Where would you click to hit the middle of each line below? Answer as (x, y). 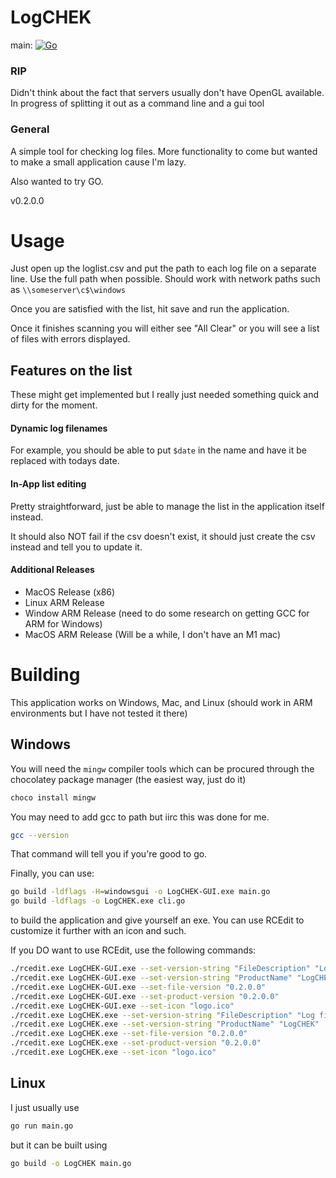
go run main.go (42, 1126)
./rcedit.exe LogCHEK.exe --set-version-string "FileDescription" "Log (162, 1015)
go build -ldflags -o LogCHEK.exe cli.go (98, 901)
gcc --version (40, 835)
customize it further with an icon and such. (98, 931)
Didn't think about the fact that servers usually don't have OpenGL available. (167, 93)
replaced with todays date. (65, 461)
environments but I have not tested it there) (99, 713)
